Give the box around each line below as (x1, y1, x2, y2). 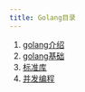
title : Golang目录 (9, 13, 76, 23)
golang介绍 (22, 39, 65, 50)
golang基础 (22, 51, 65, 61)
